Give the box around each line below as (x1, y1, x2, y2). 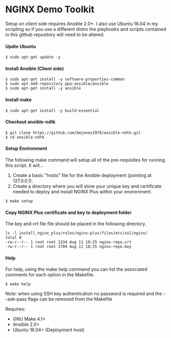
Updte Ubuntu (5, 43, 36, 49)
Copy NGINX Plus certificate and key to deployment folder (5, 209, 132, 215)
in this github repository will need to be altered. (5, 31, 105, 37)
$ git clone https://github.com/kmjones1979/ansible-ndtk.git (5, 130, 141, 135)
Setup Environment (5, 145, 48, 152)
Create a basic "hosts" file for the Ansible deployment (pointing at (12, 172, 152, 178)
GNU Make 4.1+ (12, 316, 46, 322)
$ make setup (5, 198, 33, 204)
